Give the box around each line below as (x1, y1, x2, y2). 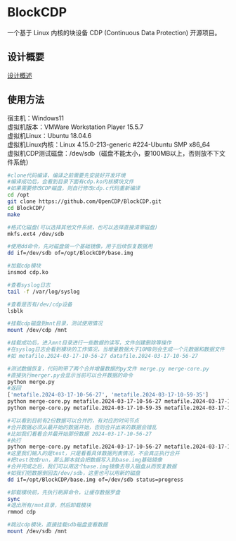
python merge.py (7, 378, 55, 385)
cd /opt (7, 192, 30, 199)
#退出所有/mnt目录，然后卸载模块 (7, 502, 91, 509)
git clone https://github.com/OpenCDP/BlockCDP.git (7, 198, 162, 205)
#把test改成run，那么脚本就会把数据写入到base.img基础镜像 (7, 456, 163, 464)
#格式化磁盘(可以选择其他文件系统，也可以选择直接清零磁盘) (7, 223, 158, 231)
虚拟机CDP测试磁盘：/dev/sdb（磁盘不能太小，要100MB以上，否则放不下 (7, 149, 220, 157)
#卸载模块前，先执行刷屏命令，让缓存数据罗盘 (7, 489, 121, 496)
